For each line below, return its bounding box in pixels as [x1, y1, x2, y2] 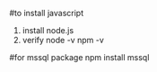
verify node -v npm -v [22, 35, 105, 45]
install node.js [22, 25, 74, 35]
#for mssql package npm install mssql [9, 52, 150, 62]
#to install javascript [9, 8, 83, 18]
